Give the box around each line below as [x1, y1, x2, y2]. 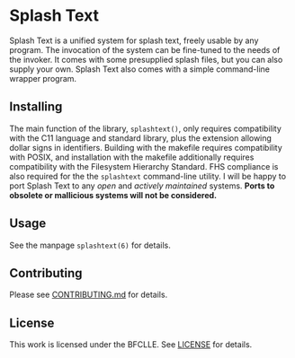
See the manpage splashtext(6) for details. [9, 240, 171, 250]
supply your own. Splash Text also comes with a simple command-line [9, 64, 270, 74]
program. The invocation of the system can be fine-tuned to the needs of [9, 44, 281, 55]
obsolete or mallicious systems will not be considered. [9, 189, 218, 200]
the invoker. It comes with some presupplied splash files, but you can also [9, 54, 283, 65]
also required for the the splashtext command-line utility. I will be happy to [9, 170, 286, 181]
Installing [9, 100, 63, 115]
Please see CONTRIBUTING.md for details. [9, 289, 168, 301]
